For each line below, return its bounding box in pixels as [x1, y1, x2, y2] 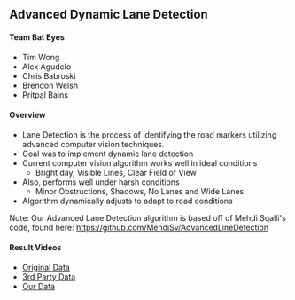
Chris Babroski [21, 70, 76, 81]
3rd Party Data [21, 272, 76, 282]
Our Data [21, 281, 56, 291]
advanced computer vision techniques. [21, 138, 165, 149]
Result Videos [9, 242, 62, 253]
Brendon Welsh [21, 80, 78, 91]
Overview [9, 110, 46, 121]
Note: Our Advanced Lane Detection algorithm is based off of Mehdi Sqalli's [9, 212, 286, 223]
